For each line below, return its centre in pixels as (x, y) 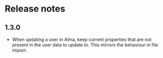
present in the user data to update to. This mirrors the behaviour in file (85, 45)
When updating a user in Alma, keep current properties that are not (82, 39)
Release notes (35, 9)
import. (19, 50)
